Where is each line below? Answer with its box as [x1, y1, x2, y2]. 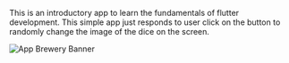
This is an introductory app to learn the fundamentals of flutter [9, 8, 240, 18]
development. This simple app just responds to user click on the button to [9, 17, 281, 28]
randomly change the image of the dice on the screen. [9, 27, 210, 36]
